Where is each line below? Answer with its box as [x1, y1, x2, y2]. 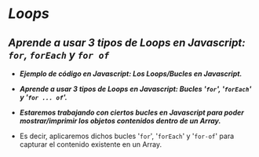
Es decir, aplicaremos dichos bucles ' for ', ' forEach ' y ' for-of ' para [19, 131, 235, 141]
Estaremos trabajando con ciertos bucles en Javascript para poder [19, 108, 245, 117]
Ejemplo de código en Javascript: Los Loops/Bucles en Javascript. [19, 69, 243, 78]
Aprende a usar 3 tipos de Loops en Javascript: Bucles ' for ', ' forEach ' [19, 84, 252, 93]
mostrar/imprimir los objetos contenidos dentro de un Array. [19, 116, 221, 126]
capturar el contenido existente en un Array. [19, 140, 162, 149]
